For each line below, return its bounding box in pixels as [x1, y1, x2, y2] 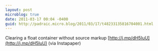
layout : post [5, 7, 33, 12]
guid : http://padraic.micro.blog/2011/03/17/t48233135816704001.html [5, 21, 154, 26]
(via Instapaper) [48, 40, 81, 46]
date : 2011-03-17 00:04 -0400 [5, 16, 69, 21]
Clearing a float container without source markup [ [5, 35, 110, 41]
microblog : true [5, 12, 39, 17]
